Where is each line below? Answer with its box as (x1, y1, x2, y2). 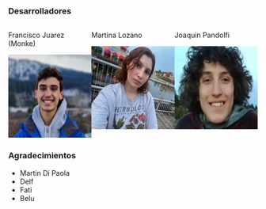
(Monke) (8, 39, 36, 48)
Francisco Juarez (8, 30, 65, 40)
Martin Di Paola (19, 168, 70, 177)
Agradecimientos (8, 150, 77, 161)
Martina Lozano (91, 30, 142, 40)
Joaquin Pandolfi (174, 30, 230, 40)
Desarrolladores (8, 6, 72, 17)
